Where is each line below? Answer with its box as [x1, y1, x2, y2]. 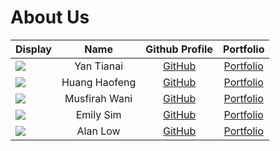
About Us [10, 6, 90, 29]
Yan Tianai [74, 59, 124, 73]
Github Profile [145, 42, 213, 56]
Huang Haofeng [61, 75, 137, 89]
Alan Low [76, 124, 121, 138]
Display [15, 42, 52, 56]
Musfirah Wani [64, 91, 133, 105]
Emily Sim [75, 107, 122, 121]
